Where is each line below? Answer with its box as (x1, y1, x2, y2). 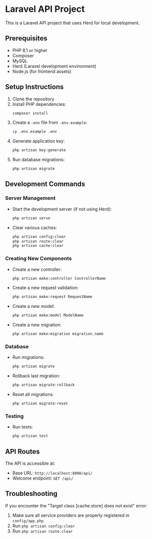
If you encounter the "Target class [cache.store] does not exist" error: (5, 502, 148, 508)
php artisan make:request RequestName (12, 294, 93, 299)
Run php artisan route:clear (12, 528, 73, 534)
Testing (5, 412, 24, 419)
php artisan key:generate (12, 147, 66, 153)
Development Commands (5, 180, 86, 189)
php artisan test (12, 434, 49, 439)
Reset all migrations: (12, 392, 54, 397)
